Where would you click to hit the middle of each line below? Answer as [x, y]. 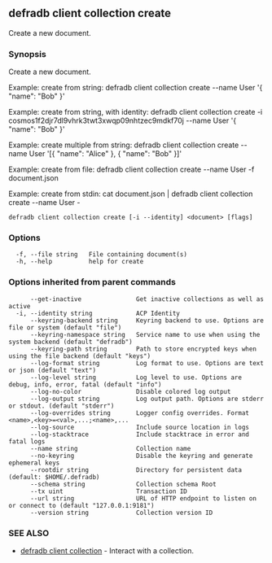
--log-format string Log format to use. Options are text [147, 363]
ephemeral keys [34, 463]
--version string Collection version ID [121, 513]
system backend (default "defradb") [70, 342]
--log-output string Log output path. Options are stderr [147, 399]
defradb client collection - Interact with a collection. [107, 551]
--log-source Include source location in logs [140, 427]
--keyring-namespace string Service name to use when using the [145, 334]
